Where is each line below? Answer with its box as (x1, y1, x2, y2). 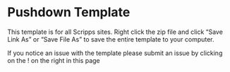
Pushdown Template (7, 4, 131, 20)
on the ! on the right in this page (7, 56, 100, 64)
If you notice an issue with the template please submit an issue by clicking (7, 49, 223, 57)
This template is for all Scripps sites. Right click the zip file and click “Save (7, 28, 224, 36)
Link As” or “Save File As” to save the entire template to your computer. (7, 35, 214, 43)
